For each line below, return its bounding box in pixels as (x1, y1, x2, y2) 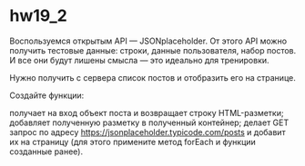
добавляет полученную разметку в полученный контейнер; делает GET (9, 117, 290, 128)
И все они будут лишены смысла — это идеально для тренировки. (9, 54, 270, 65)
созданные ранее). (9, 146, 84, 157)
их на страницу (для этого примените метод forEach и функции (9, 136, 257, 147)
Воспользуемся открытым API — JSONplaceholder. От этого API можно (9, 35, 288, 46)
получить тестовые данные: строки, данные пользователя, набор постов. (9, 44, 297, 55)
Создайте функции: (9, 90, 85, 101)
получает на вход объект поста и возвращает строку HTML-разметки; (9, 107, 284, 118)
